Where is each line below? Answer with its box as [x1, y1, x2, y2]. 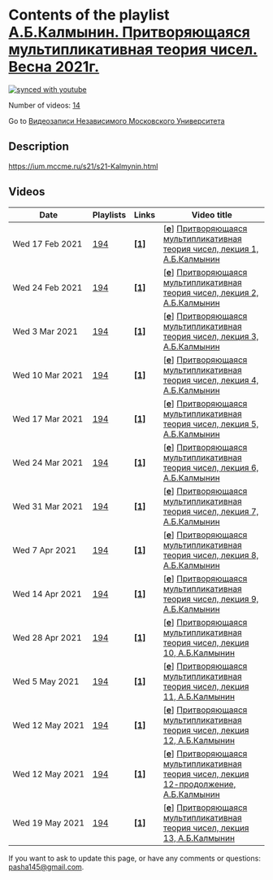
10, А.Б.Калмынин [162, 647, 236, 659]
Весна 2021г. [8, 58, 100, 77]
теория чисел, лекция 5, [162, 418, 259, 429]
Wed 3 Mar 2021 [12, 326, 79, 337]
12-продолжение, [162, 778, 236, 790]
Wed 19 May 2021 [12, 817, 85, 828]
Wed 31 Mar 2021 [12, 501, 84, 512]
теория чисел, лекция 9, [162, 593, 259, 604]
